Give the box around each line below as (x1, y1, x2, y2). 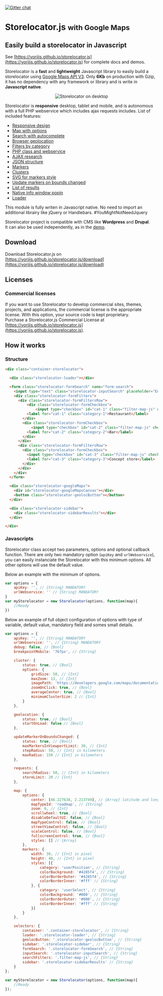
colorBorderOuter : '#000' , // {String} (39, 897, 120, 902)
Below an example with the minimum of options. (5, 571, 101, 577)
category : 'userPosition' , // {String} (39, 865, 120, 870)
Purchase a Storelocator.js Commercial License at (5, 317, 105, 323)
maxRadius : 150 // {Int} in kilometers (22, 752, 103, 758)
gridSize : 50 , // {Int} (31, 671, 79, 676)
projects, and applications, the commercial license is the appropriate (5, 307, 142, 312)
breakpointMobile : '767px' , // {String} (14, 650, 97, 654)
